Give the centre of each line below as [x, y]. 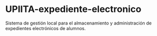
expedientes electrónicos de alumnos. [46, 28]
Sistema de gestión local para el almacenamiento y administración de [78, 23]
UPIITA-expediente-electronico [73, 9]
